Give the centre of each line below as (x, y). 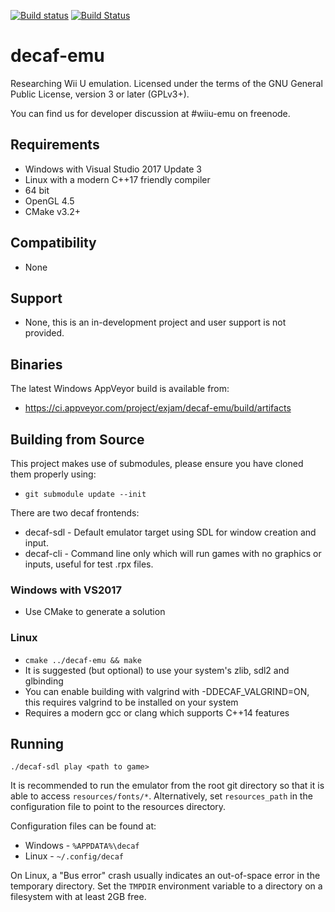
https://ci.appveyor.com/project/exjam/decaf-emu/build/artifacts (158, 408)
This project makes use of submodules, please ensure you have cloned (157, 463)
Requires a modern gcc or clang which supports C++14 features (157, 712)
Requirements (55, 145)
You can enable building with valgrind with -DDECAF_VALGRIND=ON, (167, 691)
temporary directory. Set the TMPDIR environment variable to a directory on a (166, 886)
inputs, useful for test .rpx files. (89, 564)
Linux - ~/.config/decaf (74, 856)
